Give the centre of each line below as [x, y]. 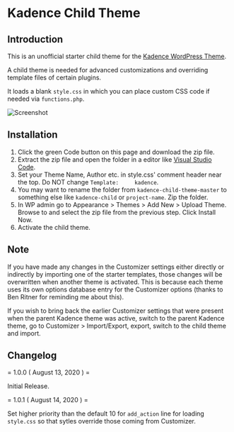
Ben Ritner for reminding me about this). [66, 297]
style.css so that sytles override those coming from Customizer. [101, 421]
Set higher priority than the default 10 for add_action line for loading [106, 414]
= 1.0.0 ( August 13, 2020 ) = [49, 372]
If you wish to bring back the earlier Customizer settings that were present [116, 311]
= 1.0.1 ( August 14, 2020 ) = [48, 400]
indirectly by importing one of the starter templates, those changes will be [115, 274]
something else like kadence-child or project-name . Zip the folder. [113, 197]
